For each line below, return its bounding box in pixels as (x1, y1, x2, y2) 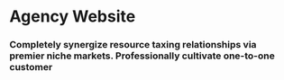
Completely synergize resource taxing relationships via (9, 39, 257, 51)
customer (9, 61, 53, 74)
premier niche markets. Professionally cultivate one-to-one (9, 49, 275, 62)
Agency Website (9, 6, 136, 27)
